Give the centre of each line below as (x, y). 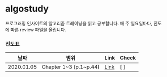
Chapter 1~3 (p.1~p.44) (71, 67)
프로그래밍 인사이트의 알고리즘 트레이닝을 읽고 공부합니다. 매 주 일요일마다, (79, 23)
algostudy (27, 9)
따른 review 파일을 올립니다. (38, 29)
